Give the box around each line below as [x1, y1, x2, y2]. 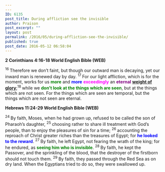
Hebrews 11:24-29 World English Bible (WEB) [5, 105, 99, 111]
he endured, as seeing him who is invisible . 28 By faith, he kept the [5, 143, 141, 150]
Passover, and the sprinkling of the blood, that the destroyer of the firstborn [5, 149, 158, 155]
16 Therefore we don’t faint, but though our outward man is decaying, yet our [5, 67, 160, 74]
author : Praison [5, 21, 38, 26]
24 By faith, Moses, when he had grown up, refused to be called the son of [5, 114, 156, 121]
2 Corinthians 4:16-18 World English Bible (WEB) [5, 57, 106, 63]
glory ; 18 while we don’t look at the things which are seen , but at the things [5, 84, 157, 91]
